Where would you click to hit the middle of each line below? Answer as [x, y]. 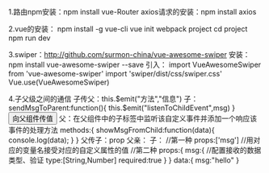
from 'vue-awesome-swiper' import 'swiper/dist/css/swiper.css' [115, 74]
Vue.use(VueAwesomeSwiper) [59, 82]
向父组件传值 [33, 119]
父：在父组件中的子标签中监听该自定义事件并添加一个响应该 [158, 118]
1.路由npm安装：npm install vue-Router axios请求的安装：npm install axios [132, 12]
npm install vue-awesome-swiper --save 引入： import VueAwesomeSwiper [135, 64]
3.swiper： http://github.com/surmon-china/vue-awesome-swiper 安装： [129, 54]
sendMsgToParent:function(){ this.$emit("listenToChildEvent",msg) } [122, 108]
